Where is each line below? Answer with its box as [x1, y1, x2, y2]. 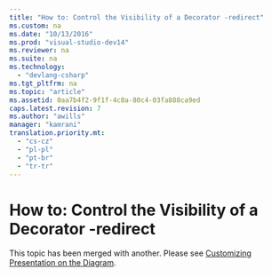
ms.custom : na [9, 21, 62, 30]
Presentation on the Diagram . [9, 257, 116, 268]
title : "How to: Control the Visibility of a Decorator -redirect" [9, 12, 265, 22]
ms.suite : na [9, 54, 58, 63]
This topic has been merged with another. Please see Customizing [9, 248, 252, 258]
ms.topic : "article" [9, 87, 86, 96]
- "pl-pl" [17, 145, 53, 154]
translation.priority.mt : [9, 129, 105, 138]
